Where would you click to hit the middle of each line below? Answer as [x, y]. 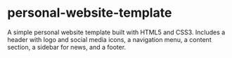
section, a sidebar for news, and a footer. [67, 47]
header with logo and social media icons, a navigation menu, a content [110, 39]
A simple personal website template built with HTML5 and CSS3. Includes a [116, 32]
